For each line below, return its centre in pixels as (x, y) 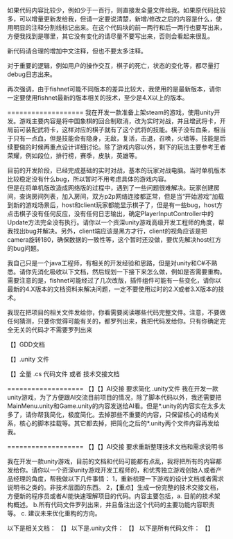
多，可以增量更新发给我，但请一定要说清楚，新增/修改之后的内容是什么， (112, 19)
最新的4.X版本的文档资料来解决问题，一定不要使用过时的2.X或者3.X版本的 (113, 289)
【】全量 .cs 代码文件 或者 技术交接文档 (63, 374)
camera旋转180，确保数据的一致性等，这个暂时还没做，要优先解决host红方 (114, 240)
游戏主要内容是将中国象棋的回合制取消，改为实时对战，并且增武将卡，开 (122, 121)
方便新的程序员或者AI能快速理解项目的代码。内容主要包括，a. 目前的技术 (111, 496)
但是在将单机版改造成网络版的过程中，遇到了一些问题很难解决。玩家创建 (110, 188)
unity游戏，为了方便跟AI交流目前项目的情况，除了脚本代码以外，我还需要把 (114, 397)
